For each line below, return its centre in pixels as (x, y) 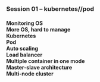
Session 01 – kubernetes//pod (50, 9)
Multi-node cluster (30, 74)
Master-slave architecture (39, 67)
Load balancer (24, 55)
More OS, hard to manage (38, 29)
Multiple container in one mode (46, 61)
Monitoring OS (25, 23)
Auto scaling (22, 48)
